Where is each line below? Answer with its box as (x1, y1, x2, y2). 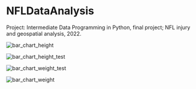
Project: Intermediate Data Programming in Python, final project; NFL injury (6, 24, 191, 31)
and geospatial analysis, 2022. (6, 30, 82, 37)
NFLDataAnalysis (6, 4, 94, 18)
